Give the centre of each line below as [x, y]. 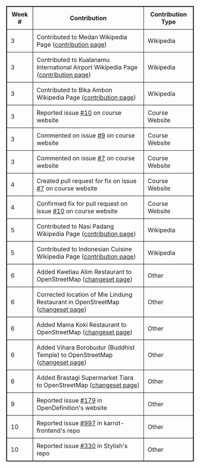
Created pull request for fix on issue [87, 181]
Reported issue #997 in [69, 423]
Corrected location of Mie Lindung [85, 295]
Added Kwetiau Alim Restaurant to [84, 272]
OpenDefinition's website [72, 408]
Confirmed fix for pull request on [82, 204]
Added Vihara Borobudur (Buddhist [86, 347]
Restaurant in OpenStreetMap [78, 302]
